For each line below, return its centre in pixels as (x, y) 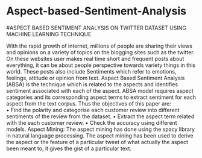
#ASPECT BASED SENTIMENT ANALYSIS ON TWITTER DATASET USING (96, 28)
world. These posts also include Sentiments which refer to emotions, (91, 71)
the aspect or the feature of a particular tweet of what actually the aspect (97, 142)
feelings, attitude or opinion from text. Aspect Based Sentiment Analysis (96, 78)
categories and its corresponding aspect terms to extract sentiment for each (101, 97)
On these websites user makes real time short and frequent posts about (95, 58)
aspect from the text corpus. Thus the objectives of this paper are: (89, 103)
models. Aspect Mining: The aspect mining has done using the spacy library (100, 129)
